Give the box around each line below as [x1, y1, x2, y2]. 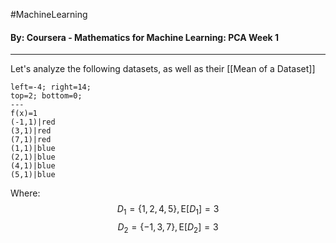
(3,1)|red [10, 126, 52, 136]
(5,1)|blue [10, 170, 56, 180]
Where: [10, 187, 41, 199]
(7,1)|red [10, 135, 52, 145]
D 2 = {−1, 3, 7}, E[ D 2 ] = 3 [117, 221, 219, 235]
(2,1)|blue [10, 152, 56, 163]
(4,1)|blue [10, 161, 56, 171]
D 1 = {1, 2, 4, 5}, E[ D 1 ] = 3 [116, 203, 220, 217]
